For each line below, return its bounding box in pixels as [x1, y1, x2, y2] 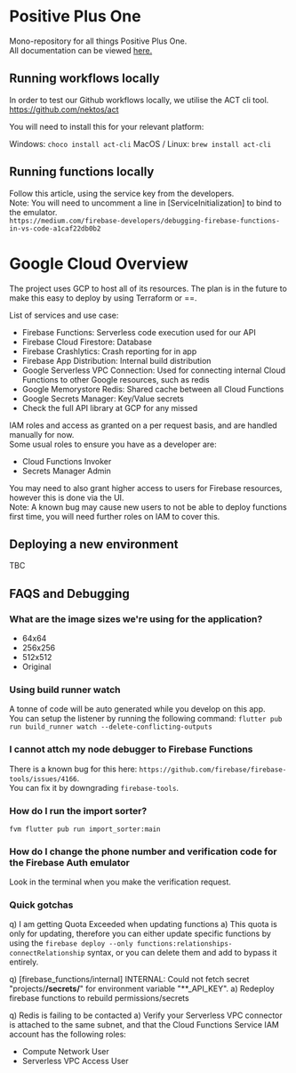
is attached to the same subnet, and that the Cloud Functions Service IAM [9, 1020, 280, 1030]
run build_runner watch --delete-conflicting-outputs [9, 722, 213, 731]
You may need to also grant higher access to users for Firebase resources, [9, 482, 283, 493]
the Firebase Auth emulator [9, 856, 131, 868]
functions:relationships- [136, 940, 233, 948]
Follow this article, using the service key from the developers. [9, 188, 235, 198]
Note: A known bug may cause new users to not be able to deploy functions [9, 501, 287, 512]
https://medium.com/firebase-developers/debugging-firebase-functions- [9, 216, 280, 225]
